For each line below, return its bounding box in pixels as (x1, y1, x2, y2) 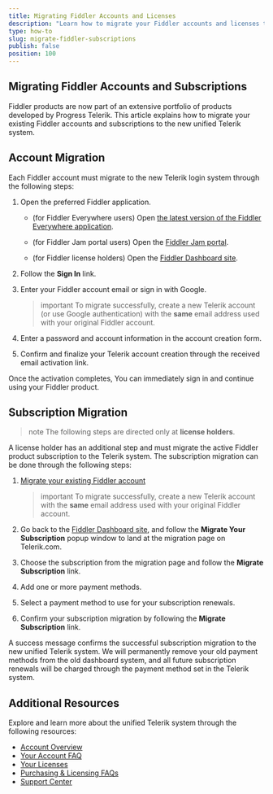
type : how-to (8, 27, 53, 35)
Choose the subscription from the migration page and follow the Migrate (19, 558, 264, 568)
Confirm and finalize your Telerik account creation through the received (19, 349, 260, 359)
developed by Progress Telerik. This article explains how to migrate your (8, 110, 250, 120)
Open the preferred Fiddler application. (19, 197, 152, 207)
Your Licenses (19, 760, 68, 770)
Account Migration (8, 151, 106, 165)
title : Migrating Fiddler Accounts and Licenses (8, 11, 176, 20)
